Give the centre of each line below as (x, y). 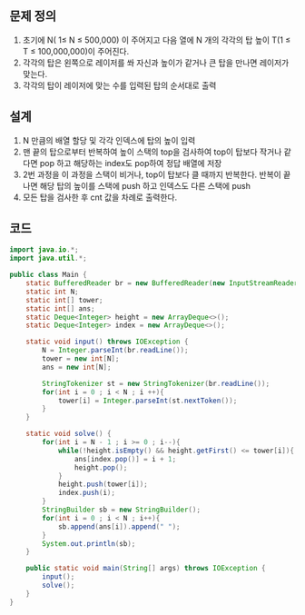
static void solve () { (69, 434)
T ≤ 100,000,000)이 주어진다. (76, 51)
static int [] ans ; (60, 308)
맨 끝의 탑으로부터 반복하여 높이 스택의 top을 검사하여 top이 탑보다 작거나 (152, 152)
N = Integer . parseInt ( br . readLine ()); (115, 351)
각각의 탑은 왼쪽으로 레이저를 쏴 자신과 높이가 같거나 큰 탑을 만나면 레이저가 (156, 63)
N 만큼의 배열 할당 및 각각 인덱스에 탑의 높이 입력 (109, 140)
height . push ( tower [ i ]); (103, 484)
